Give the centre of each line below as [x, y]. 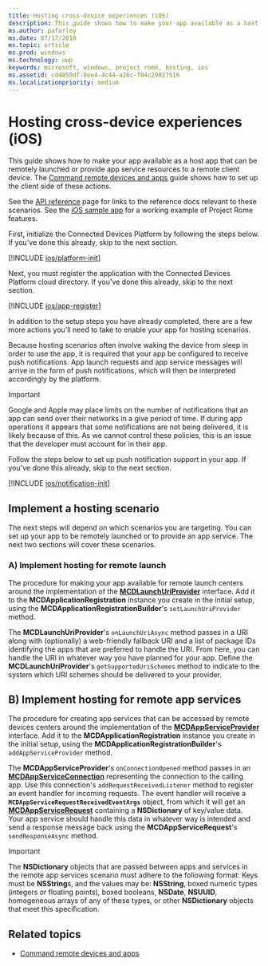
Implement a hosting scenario [84, 509]
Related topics [45, 934]
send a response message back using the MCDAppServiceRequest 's [123, 827]
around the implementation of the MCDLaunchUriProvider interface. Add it [132, 591]
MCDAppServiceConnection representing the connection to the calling [126, 777]
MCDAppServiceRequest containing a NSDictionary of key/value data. [126, 810]
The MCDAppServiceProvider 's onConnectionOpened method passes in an [130, 768]
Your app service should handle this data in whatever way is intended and [130, 819]
